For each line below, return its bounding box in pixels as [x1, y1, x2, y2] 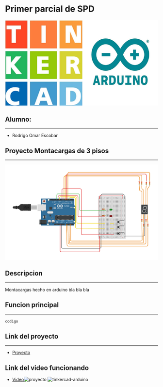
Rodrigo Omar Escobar [12, 132, 58, 139]
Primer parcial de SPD [5, 3, 95, 15]
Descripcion [5, 269, 43, 277]
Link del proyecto [5, 332, 59, 340]
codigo [5, 319, 18, 323]
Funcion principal [5, 301, 59, 309]
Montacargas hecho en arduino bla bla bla [5, 287, 90, 292]
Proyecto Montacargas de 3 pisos [5, 146, 109, 155]
